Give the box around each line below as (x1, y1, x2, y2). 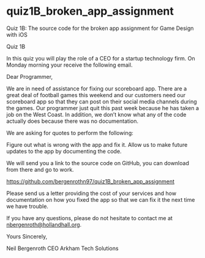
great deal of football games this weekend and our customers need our (6, 91, 186, 98)
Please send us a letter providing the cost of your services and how (6, 190, 176, 197)
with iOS (6, 31, 28, 38)
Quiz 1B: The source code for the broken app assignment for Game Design (6, 24, 194, 32)
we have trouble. (6, 202, 49, 210)
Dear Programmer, (6, 73, 53, 80)
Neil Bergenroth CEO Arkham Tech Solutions (6, 245, 119, 252)
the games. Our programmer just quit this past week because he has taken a (6, 104, 199, 111)
